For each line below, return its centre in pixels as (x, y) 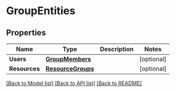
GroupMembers (68, 59)
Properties (26, 33)
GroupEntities (41, 11)
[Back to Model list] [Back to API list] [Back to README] (74, 83)
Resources (25, 69)
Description (117, 49)
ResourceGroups (70, 69)
